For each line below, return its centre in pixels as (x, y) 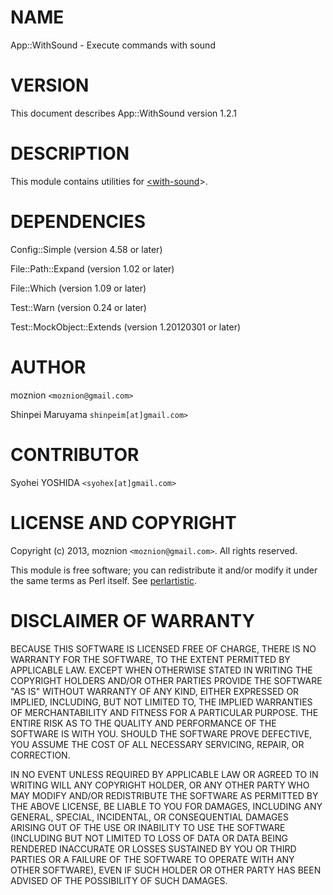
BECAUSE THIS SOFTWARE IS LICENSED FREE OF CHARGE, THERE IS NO (163, 648)
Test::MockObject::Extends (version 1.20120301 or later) (126, 327)
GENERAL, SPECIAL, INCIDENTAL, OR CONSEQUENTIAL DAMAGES (149, 817)
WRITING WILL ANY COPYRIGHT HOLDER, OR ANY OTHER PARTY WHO (160, 785)
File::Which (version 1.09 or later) (78, 288)
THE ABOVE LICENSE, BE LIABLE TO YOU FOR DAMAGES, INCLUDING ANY (166, 806)
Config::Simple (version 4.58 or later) (86, 249)
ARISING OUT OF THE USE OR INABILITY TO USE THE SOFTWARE (148, 827)
